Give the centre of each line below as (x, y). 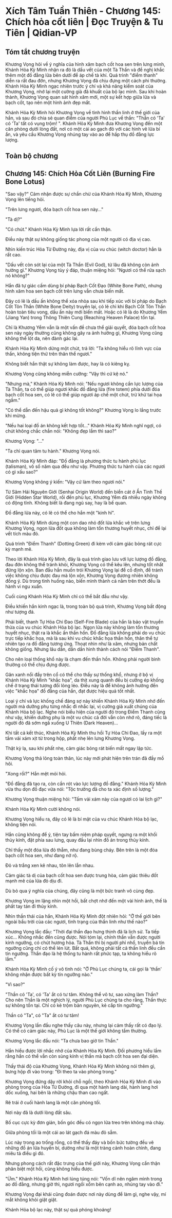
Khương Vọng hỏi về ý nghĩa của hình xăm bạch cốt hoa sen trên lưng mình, (85, 64)
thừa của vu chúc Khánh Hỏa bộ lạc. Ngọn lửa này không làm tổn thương (82, 628)
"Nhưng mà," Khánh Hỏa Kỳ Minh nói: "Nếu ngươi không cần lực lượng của (84, 384)
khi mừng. (16, 416)
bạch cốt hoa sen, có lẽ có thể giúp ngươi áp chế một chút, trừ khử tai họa (84, 395)
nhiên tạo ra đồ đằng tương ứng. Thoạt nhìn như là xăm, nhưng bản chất (81, 644)
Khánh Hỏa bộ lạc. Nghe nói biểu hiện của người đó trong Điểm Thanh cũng (85, 712)
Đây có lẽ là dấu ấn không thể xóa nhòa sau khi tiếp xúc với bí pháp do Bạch (86, 301)
